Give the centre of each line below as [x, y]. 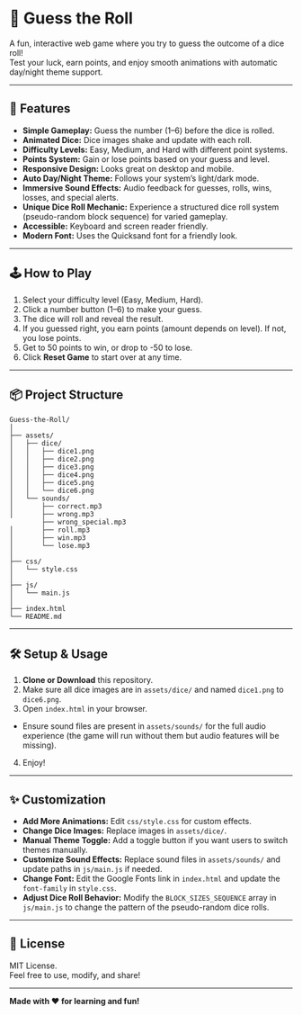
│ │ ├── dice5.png [52, 483]
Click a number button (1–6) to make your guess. [112, 309]
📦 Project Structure [67, 395]
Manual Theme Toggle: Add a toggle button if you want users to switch [155, 840]
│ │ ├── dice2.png [52, 459]
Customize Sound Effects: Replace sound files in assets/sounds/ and [151, 859]
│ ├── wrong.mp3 [52, 515]
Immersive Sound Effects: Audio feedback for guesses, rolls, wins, [147, 187]
